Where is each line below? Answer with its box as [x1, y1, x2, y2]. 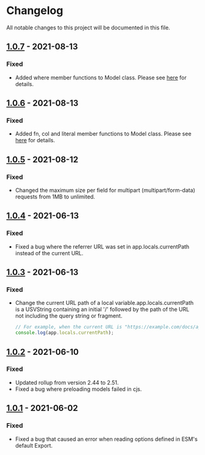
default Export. [15, 442, 53, 449]
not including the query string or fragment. [15, 312, 123, 319]
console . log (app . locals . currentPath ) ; [15, 330, 114, 336]
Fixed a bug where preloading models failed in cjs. [15, 385, 142, 393]
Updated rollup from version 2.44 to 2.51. [15, 379, 119, 386]
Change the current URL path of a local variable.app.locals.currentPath [15, 299, 194, 307]
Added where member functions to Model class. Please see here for [15, 74, 187, 81]
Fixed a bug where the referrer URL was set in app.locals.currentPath [15, 242, 190, 250]
